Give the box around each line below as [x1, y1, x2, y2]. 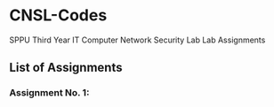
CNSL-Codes [9, 5, 108, 26]
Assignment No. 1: [9, 87, 90, 99]
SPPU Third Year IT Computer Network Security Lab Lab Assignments [9, 34, 266, 45]
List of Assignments [9, 60, 123, 75]
